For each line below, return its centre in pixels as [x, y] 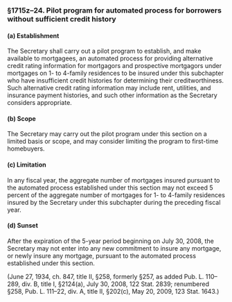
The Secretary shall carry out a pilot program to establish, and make [104, 51]
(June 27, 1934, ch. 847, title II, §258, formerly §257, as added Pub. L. [106, 276]
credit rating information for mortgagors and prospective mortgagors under [115, 66]
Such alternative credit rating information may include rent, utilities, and [109, 88]
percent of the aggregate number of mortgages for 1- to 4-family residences [116, 195]
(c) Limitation [27, 165]
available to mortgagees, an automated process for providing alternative [110, 58]
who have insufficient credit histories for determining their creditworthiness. [115, 81]
